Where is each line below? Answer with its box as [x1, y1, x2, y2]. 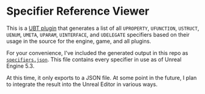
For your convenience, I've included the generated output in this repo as [6, 49, 188, 56]
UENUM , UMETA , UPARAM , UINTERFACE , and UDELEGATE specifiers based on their [6, 31, 190, 38]
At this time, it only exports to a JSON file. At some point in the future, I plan [6, 74, 197, 81]
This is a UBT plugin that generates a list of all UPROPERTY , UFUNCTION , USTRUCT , [6, 24, 199, 32]
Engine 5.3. [6, 62, 35, 70]
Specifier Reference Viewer [6, 4, 150, 18]
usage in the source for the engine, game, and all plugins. [6, 37, 152, 45]
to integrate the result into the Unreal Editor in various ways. [6, 81, 158, 88]
